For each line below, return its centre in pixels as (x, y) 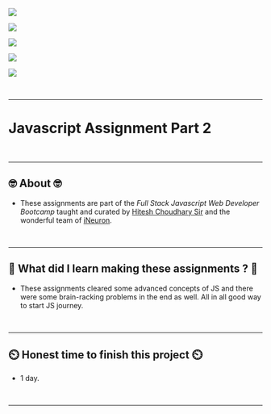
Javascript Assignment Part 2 (110, 128)
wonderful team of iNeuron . (66, 220)
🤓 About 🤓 (35, 184)
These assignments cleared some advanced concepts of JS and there (137, 288)
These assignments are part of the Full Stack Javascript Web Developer (140, 203)
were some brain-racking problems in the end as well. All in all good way (141, 297)
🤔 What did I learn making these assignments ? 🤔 (133, 269)
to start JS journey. (52, 305)
